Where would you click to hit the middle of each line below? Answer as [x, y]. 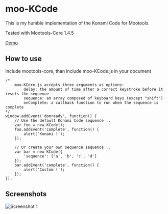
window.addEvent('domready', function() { [51, 116]
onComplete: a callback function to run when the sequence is [91, 102]
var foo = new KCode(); [40, 125]
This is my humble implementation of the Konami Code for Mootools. [77, 23]
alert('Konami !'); [44, 134]
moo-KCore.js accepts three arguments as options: [69, 85]
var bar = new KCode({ [39, 152]
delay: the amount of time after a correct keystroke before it [93, 89]
